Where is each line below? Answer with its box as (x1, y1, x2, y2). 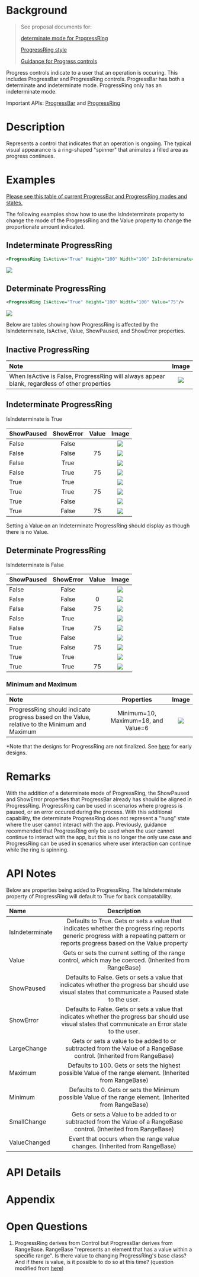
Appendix (6, 1193, 55, 1206)
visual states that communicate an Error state (61, 1020, 188, 1028)
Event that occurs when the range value (69, 1134, 179, 1142)
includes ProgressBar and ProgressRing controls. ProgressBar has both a (6, 75, 185, 82)
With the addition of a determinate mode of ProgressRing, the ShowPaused (6, 789, 190, 796)
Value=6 (125, 724, 149, 732)
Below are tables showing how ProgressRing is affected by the (6, 321, 159, 328)
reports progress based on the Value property (60, 939, 188, 947)
